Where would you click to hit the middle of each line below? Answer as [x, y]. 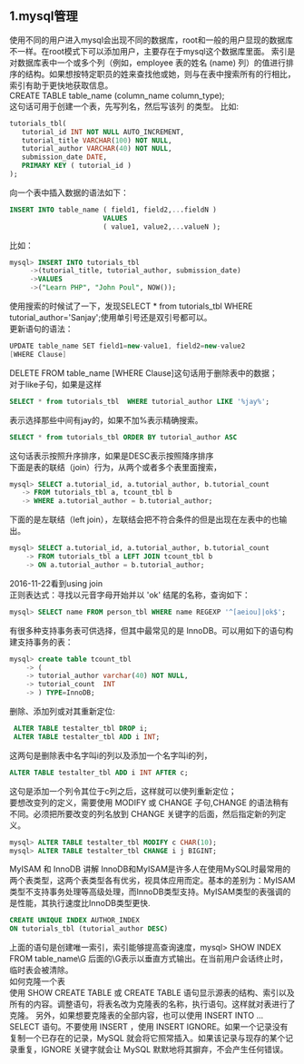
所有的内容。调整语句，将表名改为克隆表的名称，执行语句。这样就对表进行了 [152, 1004]
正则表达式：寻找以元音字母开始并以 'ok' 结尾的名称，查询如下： [130, 595]
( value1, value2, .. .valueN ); [162, 227]
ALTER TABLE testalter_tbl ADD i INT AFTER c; [99, 773]
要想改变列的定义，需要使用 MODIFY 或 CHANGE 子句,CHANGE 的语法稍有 [149, 803]
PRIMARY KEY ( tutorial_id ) [76, 166]
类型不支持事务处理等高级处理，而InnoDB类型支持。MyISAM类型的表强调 [146, 892]
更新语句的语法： [41, 329]
